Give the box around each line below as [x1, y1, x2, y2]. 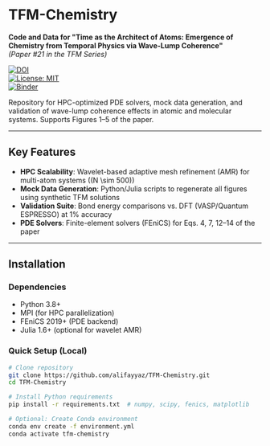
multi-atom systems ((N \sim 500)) [19, 175, 135, 185]
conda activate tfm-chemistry [8, 430, 110, 438]
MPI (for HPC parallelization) [19, 308, 115, 318]
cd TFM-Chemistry [8, 378, 67, 387]
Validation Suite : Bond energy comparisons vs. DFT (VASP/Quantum [19, 201, 249, 211]
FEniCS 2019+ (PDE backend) [19, 317, 119, 326]
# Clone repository [8, 363, 74, 371]
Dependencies [8, 281, 67, 293]
